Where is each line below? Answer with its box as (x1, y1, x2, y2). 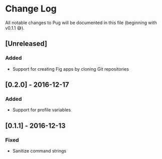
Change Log (5, 3, 57, 15)
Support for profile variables (12, 107, 71, 113)
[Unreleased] (5, 40, 48, 48)
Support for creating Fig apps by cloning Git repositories (12, 66, 129, 72)
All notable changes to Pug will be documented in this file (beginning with (5, 20, 157, 26)
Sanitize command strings (12, 148, 67, 153)
